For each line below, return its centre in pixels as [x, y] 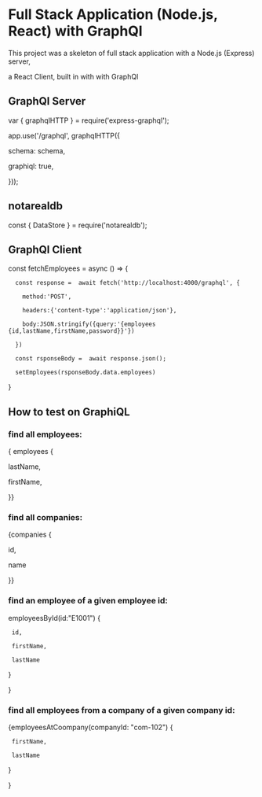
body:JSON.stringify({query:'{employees [89, 324]
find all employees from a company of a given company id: [122, 710]
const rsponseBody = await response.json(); [91, 359]
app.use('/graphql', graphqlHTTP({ [64, 135]
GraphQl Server [47, 101]
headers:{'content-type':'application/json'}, [100, 311]
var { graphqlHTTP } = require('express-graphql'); [89, 120]
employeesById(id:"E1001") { [54, 618]
